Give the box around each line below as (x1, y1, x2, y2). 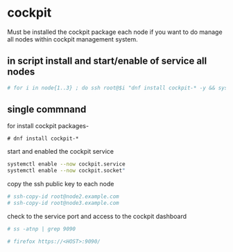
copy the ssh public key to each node (7, 180, 114, 188)
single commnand (7, 104, 87, 116)
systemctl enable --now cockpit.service (7, 161, 126, 168)
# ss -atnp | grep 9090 (7, 225, 76, 233)
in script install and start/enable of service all (7, 55, 207, 67)
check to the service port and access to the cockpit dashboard (7, 212, 187, 220)
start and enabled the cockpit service (7, 147, 114, 156)
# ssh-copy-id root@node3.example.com (7, 199, 119, 207)
